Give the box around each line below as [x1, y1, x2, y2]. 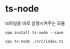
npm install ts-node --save [5, 30, 64, 35]
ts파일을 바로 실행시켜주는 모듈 [5, 20, 65, 26]
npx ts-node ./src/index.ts [5, 38, 64, 44]
